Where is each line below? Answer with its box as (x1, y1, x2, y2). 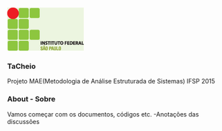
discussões (7, 117, 40, 125)
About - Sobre (7, 94, 56, 104)
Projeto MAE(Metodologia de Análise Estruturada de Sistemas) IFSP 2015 (7, 77, 216, 85)
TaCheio (7, 61, 36, 71)
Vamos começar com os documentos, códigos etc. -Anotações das (7, 110, 199, 118)
